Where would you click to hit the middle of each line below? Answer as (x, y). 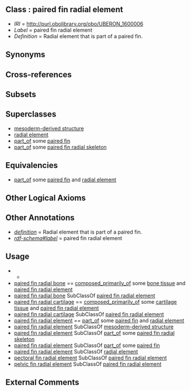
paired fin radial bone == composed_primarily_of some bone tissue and (100, 283)
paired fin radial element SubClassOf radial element (76, 351)
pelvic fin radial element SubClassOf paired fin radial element (88, 364)
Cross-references (39, 75)
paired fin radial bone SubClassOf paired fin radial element (84, 296)
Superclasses (31, 114)
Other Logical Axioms (46, 198)
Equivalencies (32, 165)
